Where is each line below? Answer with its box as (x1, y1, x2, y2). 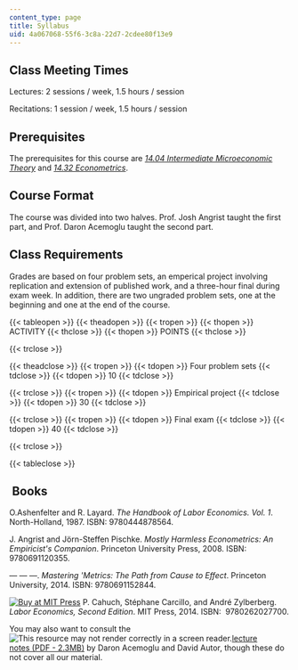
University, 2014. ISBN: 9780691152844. (9, 580, 157, 591)
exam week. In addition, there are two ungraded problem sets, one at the (9, 290, 276, 300)
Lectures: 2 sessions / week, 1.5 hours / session (9, 86, 185, 97)
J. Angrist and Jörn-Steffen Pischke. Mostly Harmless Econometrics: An (9, 534, 274, 544)
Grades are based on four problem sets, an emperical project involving (9, 271, 269, 282)
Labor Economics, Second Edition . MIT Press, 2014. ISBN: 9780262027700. (9, 607, 289, 617)
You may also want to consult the (9, 624, 132, 634)
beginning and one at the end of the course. (9, 299, 171, 310)
